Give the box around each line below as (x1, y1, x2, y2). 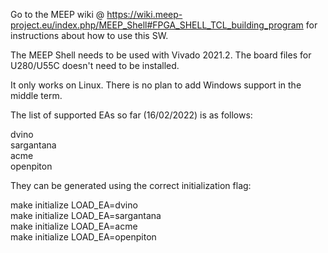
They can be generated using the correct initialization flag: (10, 180, 252, 191)
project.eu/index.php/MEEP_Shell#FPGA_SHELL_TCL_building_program (10, 19, 304, 31)
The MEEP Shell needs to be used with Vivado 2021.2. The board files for (10, 49, 312, 61)
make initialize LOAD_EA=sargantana (10, 210, 162, 221)
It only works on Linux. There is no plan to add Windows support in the (10, 79, 302, 91)
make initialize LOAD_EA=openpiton (10, 231, 157, 243)
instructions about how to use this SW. (10, 30, 169, 41)
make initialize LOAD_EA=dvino (10, 199, 138, 211)
